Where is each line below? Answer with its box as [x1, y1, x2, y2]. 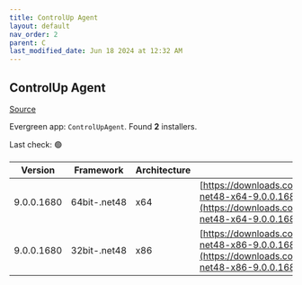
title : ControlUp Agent [9, 13, 99, 22]
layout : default [9, 22, 70, 31]
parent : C [9, 38, 47, 48]
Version [21, 164, 56, 176]
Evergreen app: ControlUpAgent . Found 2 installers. [9, 120, 198, 131]
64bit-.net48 [70, 195, 128, 208]
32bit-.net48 [70, 244, 128, 256]
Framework [74, 164, 124, 176]
